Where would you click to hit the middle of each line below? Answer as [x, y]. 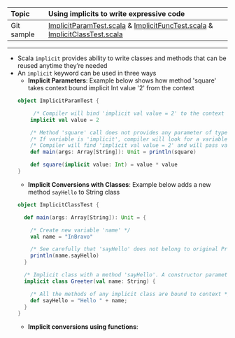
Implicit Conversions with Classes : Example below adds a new [119, 184]
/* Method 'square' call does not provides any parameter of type [129, 132]
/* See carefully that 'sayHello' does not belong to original [124, 249]
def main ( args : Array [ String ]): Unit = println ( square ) [114, 152]
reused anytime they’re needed [62, 65]
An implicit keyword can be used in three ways [87, 73]
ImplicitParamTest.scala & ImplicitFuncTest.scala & [130, 26]
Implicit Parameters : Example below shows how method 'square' [122, 80]
